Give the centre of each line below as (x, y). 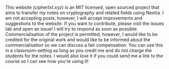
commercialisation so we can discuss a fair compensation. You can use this (84, 45)
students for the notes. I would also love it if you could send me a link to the (84, 56)
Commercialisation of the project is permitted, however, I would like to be (81, 34)
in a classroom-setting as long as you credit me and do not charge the (79, 50)
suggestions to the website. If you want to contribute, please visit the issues (84, 23)
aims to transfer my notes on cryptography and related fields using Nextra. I (84, 13)
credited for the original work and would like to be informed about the (78, 40)
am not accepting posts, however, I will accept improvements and (74, 18)
